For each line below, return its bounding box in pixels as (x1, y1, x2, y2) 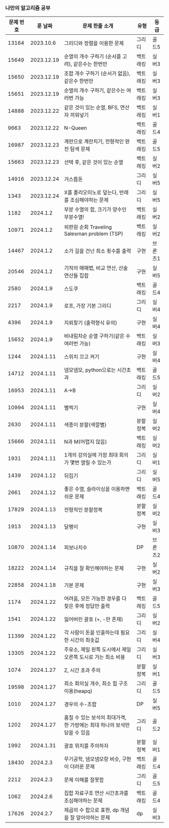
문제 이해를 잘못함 (64, 777, 104, 784)
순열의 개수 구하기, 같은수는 (64, 87, 126, 94)
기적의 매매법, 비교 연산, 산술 (64, 264, 128, 271)
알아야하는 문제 (76, 814, 110, 821)
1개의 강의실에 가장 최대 (64, 452, 118, 459)
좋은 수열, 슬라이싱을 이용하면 (64, 486, 130, 493)
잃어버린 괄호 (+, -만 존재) (64, 616, 123, 623)
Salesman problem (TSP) (64, 230, 123, 237)
